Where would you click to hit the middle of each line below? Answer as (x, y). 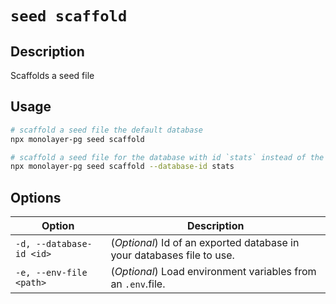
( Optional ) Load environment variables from (213, 272)
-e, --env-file (51, 273)
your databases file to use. (172, 255)
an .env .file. (138, 284)
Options (36, 197)
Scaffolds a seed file (52, 75)
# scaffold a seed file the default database (106, 130)
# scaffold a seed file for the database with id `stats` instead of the (167, 157)
